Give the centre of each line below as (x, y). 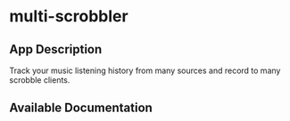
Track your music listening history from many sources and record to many (145, 70)
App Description (56, 49)
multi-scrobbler (69, 16)
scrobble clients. (40, 80)
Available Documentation (81, 108)
